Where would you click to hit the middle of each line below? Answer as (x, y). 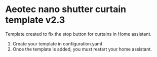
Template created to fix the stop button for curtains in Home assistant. (78, 34)
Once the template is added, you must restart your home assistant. (82, 49)
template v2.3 (35, 20)
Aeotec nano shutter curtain (66, 9)
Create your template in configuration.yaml (57, 43)
